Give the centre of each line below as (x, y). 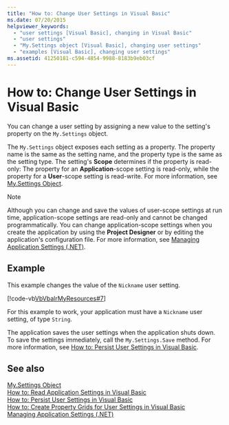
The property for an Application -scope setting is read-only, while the (121, 169)
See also (26, 368)
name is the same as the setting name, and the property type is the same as (115, 154)
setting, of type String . (40, 319)
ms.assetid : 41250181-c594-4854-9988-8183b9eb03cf (81, 59)
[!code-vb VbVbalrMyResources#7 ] (57, 298)
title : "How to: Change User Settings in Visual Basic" (89, 13)
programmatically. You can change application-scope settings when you (110, 225)
